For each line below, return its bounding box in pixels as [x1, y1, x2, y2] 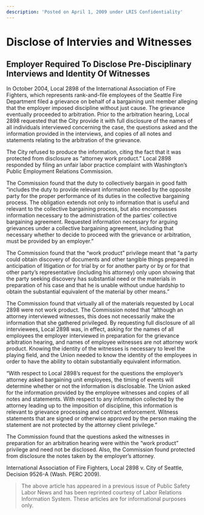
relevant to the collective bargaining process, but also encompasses [6, 205, 177, 213]
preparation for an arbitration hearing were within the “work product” [6, 439, 179, 446]
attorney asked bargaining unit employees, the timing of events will [6, 376, 174, 383]
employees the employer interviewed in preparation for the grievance [6, 332, 180, 339]
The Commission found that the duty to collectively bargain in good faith [6, 179, 187, 186]
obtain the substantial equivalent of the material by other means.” [6, 288, 170, 295]
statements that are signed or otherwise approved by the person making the [6, 414, 197, 422]
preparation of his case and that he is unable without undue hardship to [6, 281, 185, 288]
